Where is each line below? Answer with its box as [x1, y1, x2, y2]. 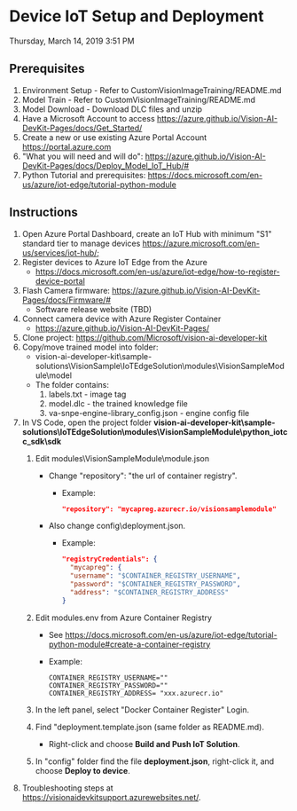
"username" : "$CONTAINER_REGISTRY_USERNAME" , [69, 571, 241, 580]
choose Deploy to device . [35, 765, 130, 776]
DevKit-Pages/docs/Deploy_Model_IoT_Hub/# [21, 160, 190, 170]
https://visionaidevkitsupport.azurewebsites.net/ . [21, 791, 201, 802]
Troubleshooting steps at [21, 783, 113, 793]
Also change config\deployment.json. [48, 521, 186, 531]
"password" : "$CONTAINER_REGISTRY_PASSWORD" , [69, 579, 241, 589]
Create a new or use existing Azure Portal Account [21, 131, 207, 143]
